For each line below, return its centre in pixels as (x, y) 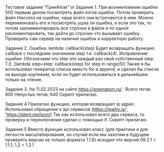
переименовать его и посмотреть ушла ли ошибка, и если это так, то (78, 23)
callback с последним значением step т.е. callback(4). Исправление (76, 53)
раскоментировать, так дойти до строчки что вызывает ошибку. (73, 33)
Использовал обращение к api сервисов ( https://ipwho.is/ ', (67, 109)
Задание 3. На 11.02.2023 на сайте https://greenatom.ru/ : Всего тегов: (78, 89)
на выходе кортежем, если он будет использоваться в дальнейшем (77, 74)
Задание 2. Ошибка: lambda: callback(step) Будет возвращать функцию (80, 48)
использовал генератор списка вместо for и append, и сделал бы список (82, 69)
